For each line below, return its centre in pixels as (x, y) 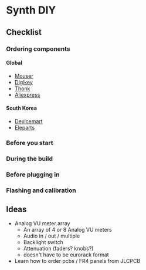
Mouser (24, 76)
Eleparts (25, 127)
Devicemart (28, 121)
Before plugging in (33, 174)
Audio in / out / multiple (52, 236)
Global (14, 63)
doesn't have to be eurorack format (66, 255)
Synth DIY (31, 10)
